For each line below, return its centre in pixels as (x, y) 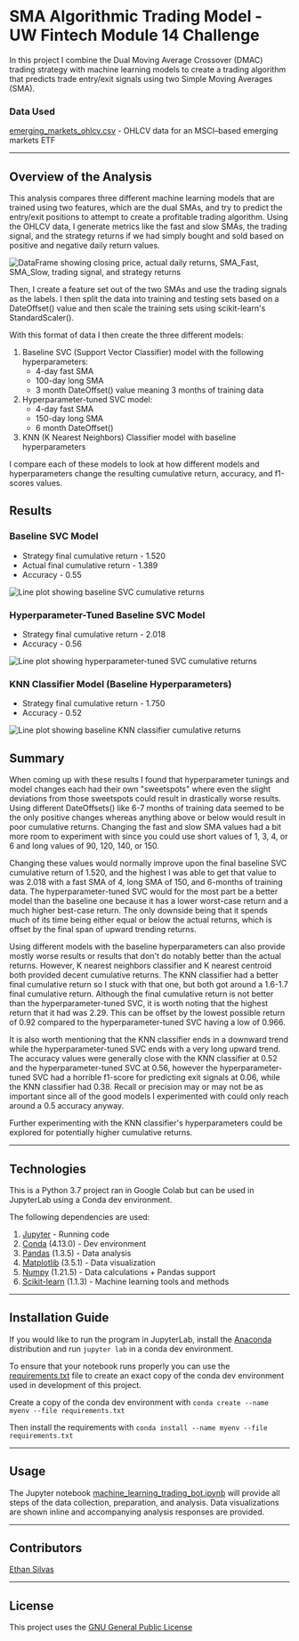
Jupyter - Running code (65, 1234)
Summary (37, 758)
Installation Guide (59, 1318)
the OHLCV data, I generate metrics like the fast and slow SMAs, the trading (148, 227)
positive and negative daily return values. (85, 246)
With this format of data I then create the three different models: (126, 335)
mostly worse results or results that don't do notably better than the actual (145, 956)
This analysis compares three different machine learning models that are (142, 199)
